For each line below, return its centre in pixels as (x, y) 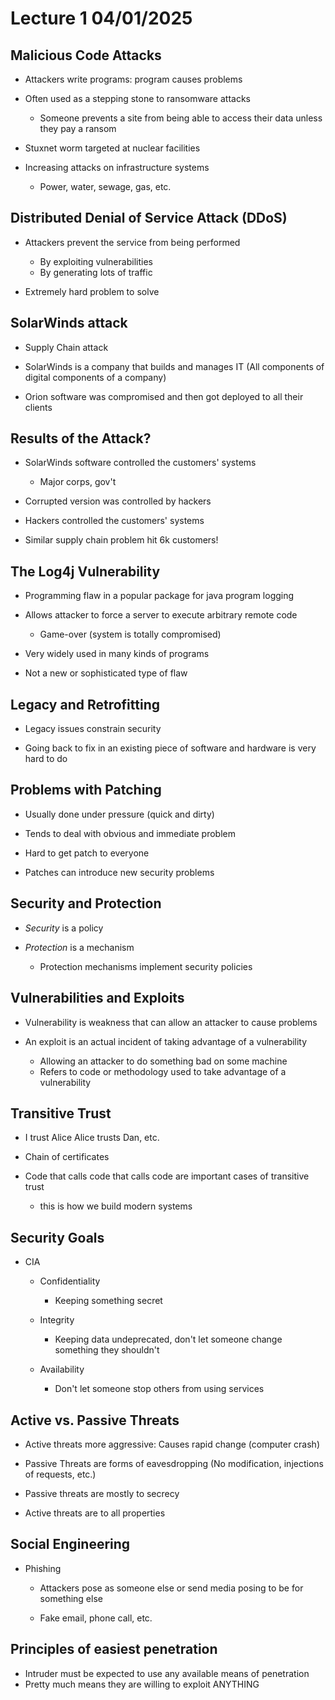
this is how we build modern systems (116, 1206)
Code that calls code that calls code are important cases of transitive (167, 1176)
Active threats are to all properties (95, 1513)
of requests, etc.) (60, 1474)
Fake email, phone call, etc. (96, 1618)
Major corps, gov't (78, 482)
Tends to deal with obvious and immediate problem (130, 833)
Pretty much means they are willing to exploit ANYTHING (142, 1684)
